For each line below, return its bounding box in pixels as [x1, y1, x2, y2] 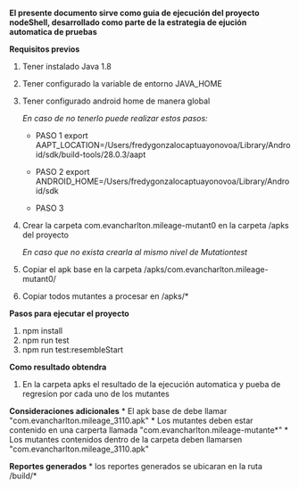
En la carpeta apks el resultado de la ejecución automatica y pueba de [21, 379, 281, 389]
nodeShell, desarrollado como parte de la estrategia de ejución [9, 17, 247, 28]
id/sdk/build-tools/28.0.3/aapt [35, 149, 146, 160]
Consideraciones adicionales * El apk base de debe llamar [9, 406, 228, 416]
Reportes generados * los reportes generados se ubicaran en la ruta [9, 461, 263, 471]
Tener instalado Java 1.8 [21, 62, 112, 71]
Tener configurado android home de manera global [21, 95, 211, 106]
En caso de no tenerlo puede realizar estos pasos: [21, 113, 208, 123]
